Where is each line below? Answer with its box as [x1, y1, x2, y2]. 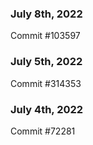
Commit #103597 [10, 30, 81, 42]
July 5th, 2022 [10, 55, 83, 69]
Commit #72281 [10, 125, 76, 137]
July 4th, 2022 [10, 102, 84, 116]
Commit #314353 [10, 77, 82, 89]
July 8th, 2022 [10, 7, 83, 21]
